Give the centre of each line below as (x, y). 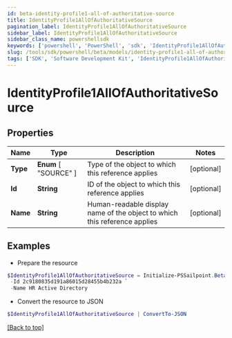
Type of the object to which (132, 164)
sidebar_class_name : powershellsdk (58, 39)
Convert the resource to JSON (60, 301)
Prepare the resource (47, 263)
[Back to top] (26, 328)
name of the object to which (133, 213)
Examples (29, 246)
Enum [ (49, 164)
